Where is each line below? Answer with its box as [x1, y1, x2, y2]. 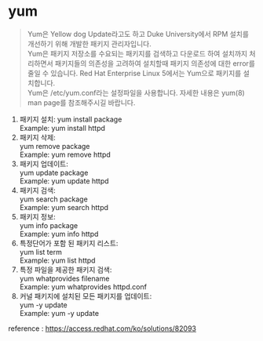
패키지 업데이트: [19, 159, 68, 169]
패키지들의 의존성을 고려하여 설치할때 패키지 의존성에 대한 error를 [54, 58, 255, 68]
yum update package [19, 168, 89, 177]
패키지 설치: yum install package [19, 114, 122, 124]
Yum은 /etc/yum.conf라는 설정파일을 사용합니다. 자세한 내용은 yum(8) [27, 88, 245, 97]
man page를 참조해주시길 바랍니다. [27, 97, 136, 107]
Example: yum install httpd [19, 123, 106, 132]
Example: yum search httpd [19, 202, 108, 212]
